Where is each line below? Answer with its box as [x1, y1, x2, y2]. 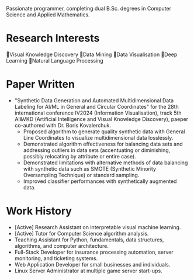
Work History [6, 205, 72, 218]
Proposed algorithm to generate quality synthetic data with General [23, 128, 185, 135]
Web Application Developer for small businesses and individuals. [14, 261, 171, 268]
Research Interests [6, 32, 100, 45]
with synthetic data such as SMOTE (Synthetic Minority [23, 165, 157, 172]
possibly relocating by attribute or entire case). [23, 153, 136, 160]
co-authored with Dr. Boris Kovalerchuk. [14, 122, 112, 129]
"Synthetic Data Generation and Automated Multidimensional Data [14, 96, 174, 104]
